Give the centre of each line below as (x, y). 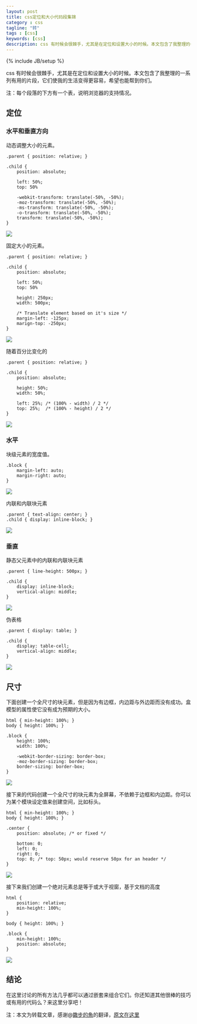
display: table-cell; (43, 646)
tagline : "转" (23, 28)
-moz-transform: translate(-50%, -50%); (67, 202)
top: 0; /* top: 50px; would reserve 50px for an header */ (91, 859)
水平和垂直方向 (27, 131)
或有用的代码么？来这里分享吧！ (45, 1002)
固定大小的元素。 (27, 245)
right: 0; (29, 854)
